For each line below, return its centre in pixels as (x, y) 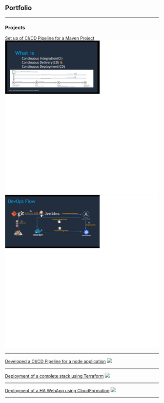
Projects (15, 27)
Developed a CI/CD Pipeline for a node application (56, 362)
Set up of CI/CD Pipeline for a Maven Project (50, 38)
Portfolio (19, 8)
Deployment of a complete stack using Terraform (54, 376)
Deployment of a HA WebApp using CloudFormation (57, 391)
